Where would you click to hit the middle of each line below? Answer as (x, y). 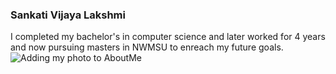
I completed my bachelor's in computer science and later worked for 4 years (168, 37)
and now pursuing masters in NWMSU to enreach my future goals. (147, 47)
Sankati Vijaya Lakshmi (68, 15)
